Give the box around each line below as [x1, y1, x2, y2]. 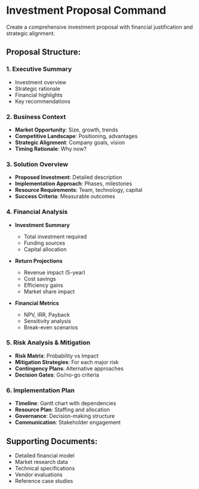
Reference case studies [14, 477, 74, 484]
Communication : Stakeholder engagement [14, 419, 121, 426]
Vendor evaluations [14, 470, 63, 478]
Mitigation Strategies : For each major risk [14, 358, 119, 365]
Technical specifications [14, 464, 75, 472]
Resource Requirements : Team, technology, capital [14, 187, 142, 194]
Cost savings [23, 275, 56, 282]
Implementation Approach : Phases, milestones [14, 180, 133, 187]
